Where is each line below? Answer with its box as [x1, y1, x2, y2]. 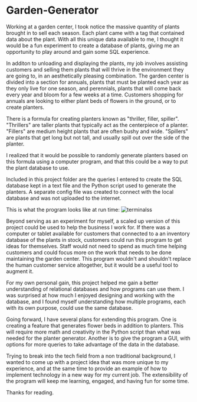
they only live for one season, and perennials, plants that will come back [6, 85, 182, 92]
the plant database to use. [6, 164, 70, 171]
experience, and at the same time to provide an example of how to [6, 365, 167, 372]
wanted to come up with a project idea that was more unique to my [6, 358, 169, 365]
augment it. [6, 267, 34, 275]
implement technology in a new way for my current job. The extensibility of [6, 371, 188, 378]
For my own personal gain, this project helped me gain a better [6, 279, 159, 286]
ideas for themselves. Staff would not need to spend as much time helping [6, 242, 187, 249]
